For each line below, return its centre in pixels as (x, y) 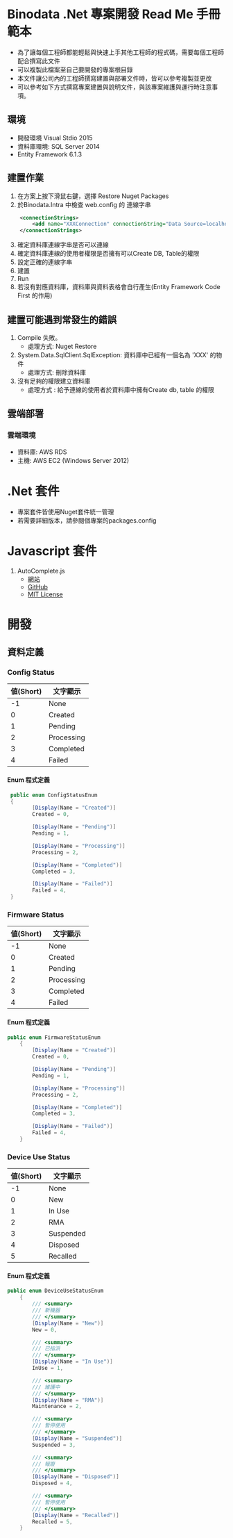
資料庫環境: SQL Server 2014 (59, 146)
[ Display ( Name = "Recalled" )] (76, 1515)
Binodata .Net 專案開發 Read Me (101, 14)
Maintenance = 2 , (57, 1407)
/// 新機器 (46, 1311)
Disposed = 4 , (52, 1483)
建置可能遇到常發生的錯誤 (62, 319)
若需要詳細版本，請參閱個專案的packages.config (87, 520)
